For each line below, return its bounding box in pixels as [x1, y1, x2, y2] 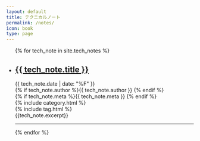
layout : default [6, 8, 46, 15]
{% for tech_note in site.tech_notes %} [14, 47, 110, 54]
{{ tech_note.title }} [14, 64, 89, 74]
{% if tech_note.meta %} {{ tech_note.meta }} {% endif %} [14, 93, 157, 100]
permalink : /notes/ [6, 20, 55, 26]
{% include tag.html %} [14, 105, 73, 112]
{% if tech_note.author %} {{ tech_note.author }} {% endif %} [14, 86, 164, 93]
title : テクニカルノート [6, 14, 61, 20]
